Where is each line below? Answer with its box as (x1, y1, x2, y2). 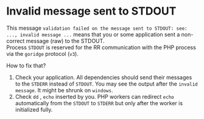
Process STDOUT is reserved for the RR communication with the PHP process (6, 44, 196, 51)
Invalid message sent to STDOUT (6, 4, 177, 18)
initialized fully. (15, 106, 53, 113)
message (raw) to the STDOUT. (26, 37, 105, 44)
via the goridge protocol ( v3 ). (6, 50, 79, 57)
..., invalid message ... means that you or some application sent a (6, 30, 180, 38)
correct (6, 37, 25, 44)
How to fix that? (6, 62, 46, 69)
